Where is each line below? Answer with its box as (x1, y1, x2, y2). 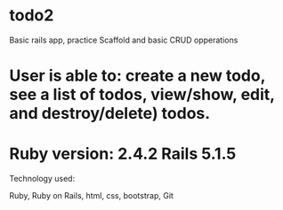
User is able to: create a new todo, (9, 66, 265, 86)
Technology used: (9, 174, 76, 184)
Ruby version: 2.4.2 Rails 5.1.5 (9, 144, 237, 164)
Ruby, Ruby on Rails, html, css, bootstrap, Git (9, 191, 174, 201)
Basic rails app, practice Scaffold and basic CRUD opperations (9, 35, 239, 45)
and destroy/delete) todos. (9, 104, 211, 124)
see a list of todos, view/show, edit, (9, 85, 275, 105)
